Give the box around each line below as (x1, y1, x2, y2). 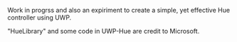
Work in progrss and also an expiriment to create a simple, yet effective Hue (7, 6, 230, 14)
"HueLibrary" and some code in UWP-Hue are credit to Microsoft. (7, 27, 200, 35)
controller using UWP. (7, 13, 72, 22)
